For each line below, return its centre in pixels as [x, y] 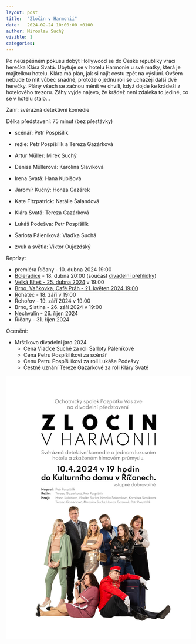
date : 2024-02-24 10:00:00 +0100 [50, 25]
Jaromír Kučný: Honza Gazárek [52, 190]
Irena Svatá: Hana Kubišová [48, 178]
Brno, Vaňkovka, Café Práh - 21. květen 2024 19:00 [76, 288]
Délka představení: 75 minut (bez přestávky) [60, 121]
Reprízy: [16, 258]
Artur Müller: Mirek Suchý [46, 155]
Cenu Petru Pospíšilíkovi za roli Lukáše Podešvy [81, 361]
